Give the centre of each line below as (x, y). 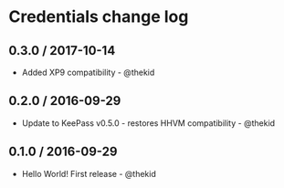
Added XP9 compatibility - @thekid (88, 72)
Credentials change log (99, 17)
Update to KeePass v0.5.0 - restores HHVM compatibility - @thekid (148, 123)
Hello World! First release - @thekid (89, 173)
